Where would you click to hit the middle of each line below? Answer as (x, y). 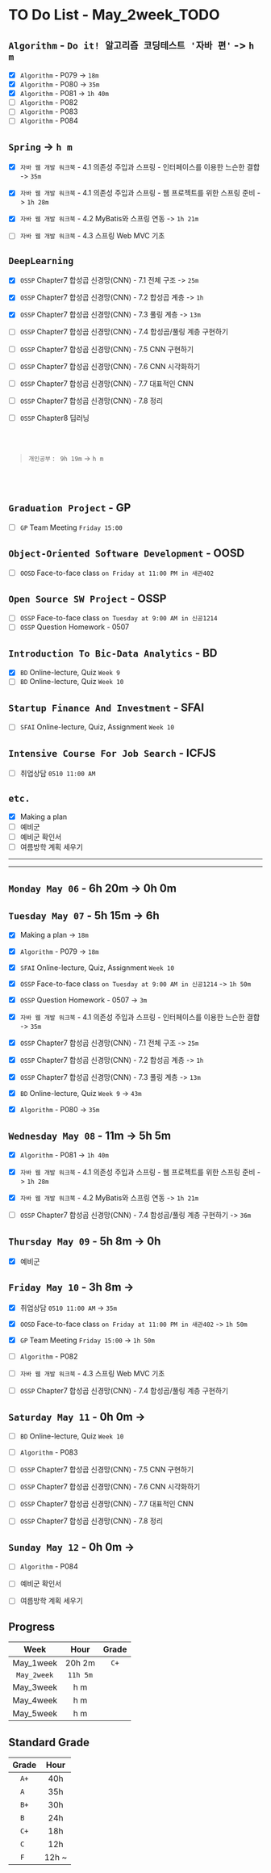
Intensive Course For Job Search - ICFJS (112, 753)
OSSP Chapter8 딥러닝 (55, 418)
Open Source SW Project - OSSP (88, 598)
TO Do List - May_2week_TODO (114, 15)
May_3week (35, 1687)
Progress (31, 1626)
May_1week (35, 1663)
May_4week (35, 1700)
